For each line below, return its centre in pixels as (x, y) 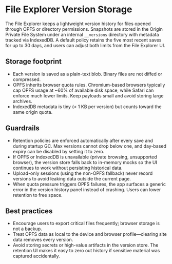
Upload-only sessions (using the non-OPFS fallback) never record (83, 173)
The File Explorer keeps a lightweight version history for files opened (78, 24)
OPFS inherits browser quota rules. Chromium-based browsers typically (89, 85)
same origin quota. (33, 112)
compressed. (27, 79)
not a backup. (27, 229)
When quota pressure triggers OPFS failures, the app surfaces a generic (89, 184)
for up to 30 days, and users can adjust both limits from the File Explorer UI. (85, 45)
